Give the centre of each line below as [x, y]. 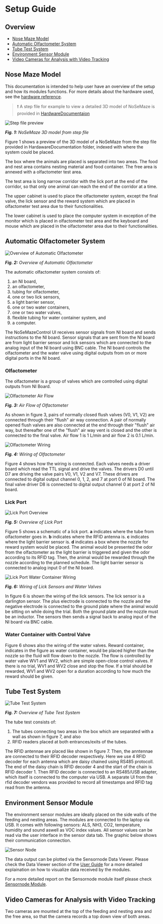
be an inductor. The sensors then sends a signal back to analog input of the [81, 617]
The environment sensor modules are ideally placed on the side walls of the [81, 814]
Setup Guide [31, 9]
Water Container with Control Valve [48, 635]
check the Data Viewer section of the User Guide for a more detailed [74, 865]
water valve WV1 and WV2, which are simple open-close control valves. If [79, 661]
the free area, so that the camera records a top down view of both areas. [78, 916]
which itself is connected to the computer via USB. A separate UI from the [79, 777]
